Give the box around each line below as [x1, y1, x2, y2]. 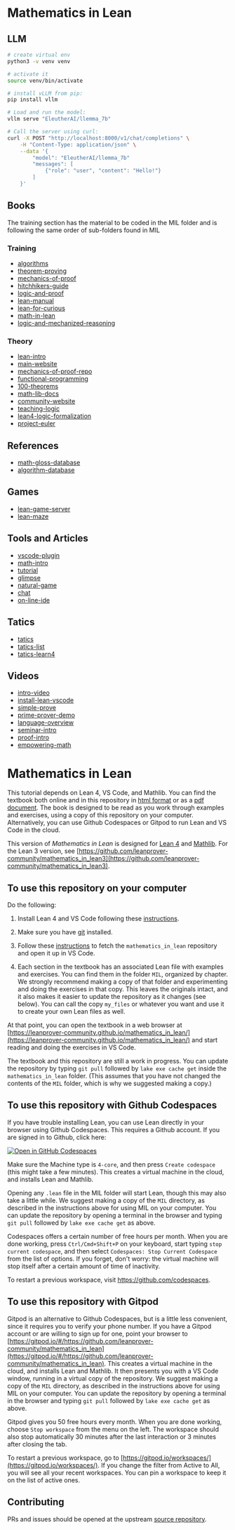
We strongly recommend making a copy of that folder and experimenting [17, 977, 228, 986]
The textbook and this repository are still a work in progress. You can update [7, 1057, 229, 1066]
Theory [7, 336, 33, 346]
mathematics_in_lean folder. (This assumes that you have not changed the [7, 1072, 221, 1080]
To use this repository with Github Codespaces [7, 1099, 217, 1111]
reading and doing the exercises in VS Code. [7, 1043, 136, 1052]
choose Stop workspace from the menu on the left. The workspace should [7, 1425, 220, 1433]
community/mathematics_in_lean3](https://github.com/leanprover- [7, 854, 200, 863]
